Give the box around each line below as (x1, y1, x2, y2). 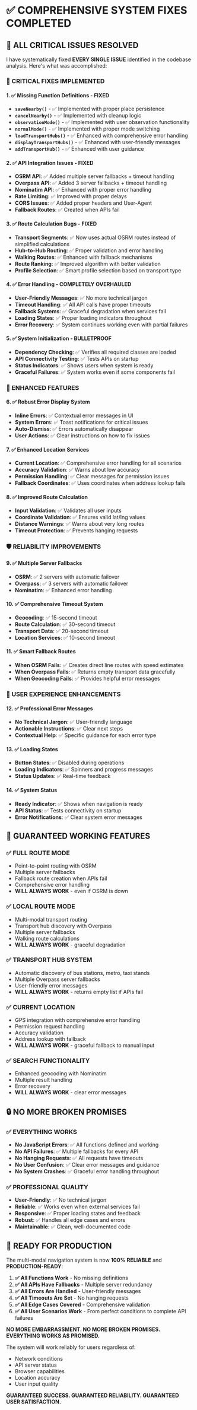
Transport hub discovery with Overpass (14, 922, 112, 929)
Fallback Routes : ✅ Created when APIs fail (14, 206, 120, 214)
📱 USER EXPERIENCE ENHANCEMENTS (6, 690, 121, 698)
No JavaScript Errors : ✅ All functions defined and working (14, 1141, 159, 1148)
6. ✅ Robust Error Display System (6, 398, 90, 405)
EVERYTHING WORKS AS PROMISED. (6, 1332, 100, 1339)
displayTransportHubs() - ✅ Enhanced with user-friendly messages (14, 139, 181, 146)
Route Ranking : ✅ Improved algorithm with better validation (14, 260, 161, 267)
